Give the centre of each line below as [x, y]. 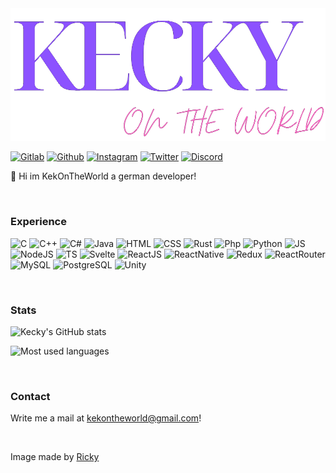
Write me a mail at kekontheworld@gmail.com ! [106, 418]
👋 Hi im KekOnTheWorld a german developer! [103, 176]
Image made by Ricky [55, 457]
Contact [30, 396]
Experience [38, 222]
